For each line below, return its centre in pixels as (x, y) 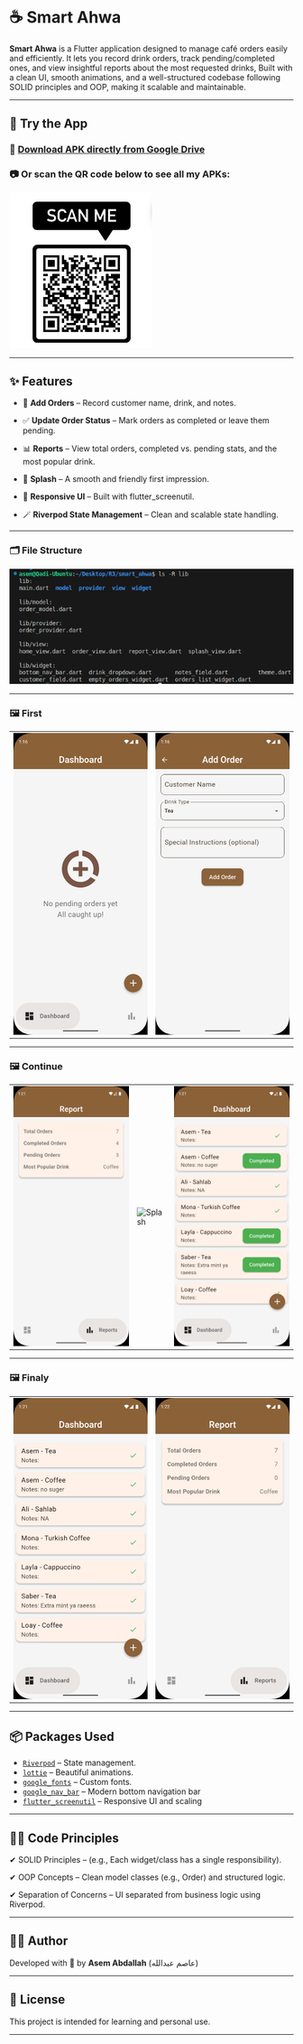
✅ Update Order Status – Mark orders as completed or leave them (146, 421)
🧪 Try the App (49, 124)
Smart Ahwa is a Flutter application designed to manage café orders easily (149, 48)
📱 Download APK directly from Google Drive (107, 150)
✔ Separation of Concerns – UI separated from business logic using (135, 1895)
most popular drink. (59, 462)
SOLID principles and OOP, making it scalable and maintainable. (128, 87)
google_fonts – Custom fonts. (77, 1782)
